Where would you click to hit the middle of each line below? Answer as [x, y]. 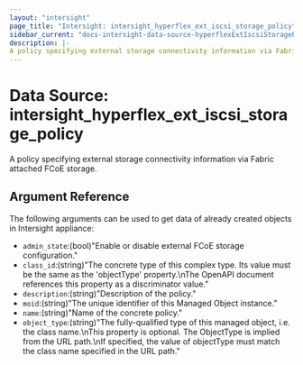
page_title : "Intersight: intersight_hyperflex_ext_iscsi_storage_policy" [153, 26]
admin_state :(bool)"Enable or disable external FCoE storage [133, 245]
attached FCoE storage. [53, 169]
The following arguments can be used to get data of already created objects [151, 218]
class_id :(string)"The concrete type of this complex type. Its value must [156, 265]
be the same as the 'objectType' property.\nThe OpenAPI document [148, 274]
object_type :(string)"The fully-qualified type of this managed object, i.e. [156, 322]
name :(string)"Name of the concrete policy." [102, 313]
